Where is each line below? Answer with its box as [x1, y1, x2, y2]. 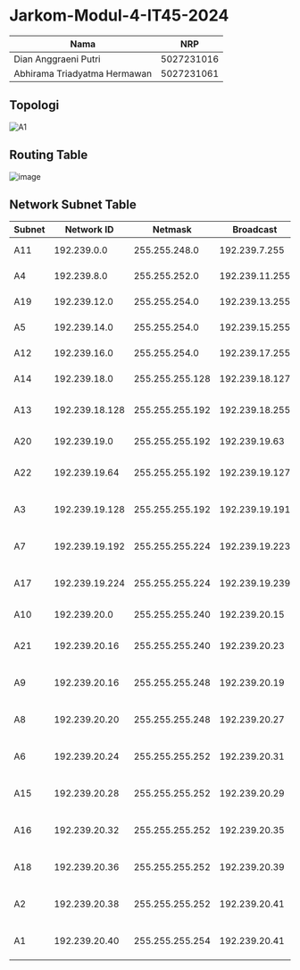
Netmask [152, 224, 192, 236]
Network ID [64, 224, 114, 236]
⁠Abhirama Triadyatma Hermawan [13, 67, 153, 80]
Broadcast [231, 224, 278, 236]
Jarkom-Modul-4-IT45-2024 [9, 5, 229, 26]
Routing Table [9, 148, 88, 163]
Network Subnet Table [9, 197, 137, 212]
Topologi [9, 97, 60, 113]
